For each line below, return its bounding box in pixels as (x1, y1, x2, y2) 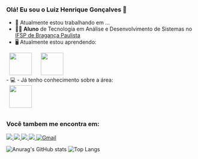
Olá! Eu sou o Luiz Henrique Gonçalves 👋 (6, 5, 127, 14)
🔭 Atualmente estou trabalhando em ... (14, 19, 110, 26)
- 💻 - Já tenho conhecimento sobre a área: (6, 76, 113, 83)
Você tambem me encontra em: (6, 119, 100, 128)
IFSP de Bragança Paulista (14, 32, 81, 39)
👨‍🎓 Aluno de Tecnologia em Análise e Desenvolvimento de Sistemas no (14, 25, 193, 32)
